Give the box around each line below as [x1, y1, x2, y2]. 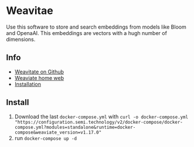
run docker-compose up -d [14, 134, 77, 141]
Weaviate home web [14, 74, 64, 81]
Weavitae [6, 4, 54, 17]
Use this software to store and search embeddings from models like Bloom [6, 23, 186, 30]
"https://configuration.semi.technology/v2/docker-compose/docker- [14, 119, 183, 125]
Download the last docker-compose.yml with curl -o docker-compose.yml [14, 113, 189, 120]
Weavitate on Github [14, 68, 64, 75]
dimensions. [6, 36, 36, 43]
